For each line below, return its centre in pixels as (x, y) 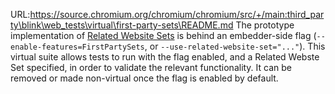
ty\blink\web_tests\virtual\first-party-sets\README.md (122, 25)
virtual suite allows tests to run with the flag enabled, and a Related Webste (165, 57)
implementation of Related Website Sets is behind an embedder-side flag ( (163, 35)
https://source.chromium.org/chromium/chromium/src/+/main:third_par (177, 14)
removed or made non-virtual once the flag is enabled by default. (144, 78)
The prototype (265, 25)
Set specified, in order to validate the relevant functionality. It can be (151, 67)
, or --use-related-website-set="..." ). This (235, 46)
